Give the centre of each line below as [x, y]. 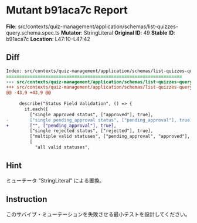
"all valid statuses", [63, 147]
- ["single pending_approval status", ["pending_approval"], [91, 120]
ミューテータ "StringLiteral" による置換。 [55, 180]
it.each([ [36, 109]
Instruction [27, 199]
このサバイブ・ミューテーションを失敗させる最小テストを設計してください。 [98, 214]
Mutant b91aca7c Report [67, 10]
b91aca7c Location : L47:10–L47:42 [48, 39]
